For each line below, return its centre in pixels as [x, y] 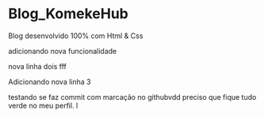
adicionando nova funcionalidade [63, 51]
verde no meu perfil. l [43, 105]
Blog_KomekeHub [68, 14]
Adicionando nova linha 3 [50, 82]
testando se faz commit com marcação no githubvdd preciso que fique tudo [132, 97]
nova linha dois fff [38, 66]
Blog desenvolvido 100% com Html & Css [76, 36]
